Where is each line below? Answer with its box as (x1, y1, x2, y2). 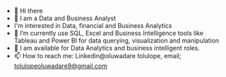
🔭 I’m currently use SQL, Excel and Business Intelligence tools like (13, 29, 204, 37)
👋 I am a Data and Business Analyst (13, 14, 116, 22)
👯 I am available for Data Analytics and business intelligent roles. (13, 44, 200, 52)
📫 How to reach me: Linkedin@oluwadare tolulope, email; (13, 52, 182, 59)
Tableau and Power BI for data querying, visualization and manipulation (13, 36, 219, 45)
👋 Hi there (13, 7, 43, 15)
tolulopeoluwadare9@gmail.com (13, 62, 108, 70)
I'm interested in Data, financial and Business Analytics (13, 22, 173, 29)
